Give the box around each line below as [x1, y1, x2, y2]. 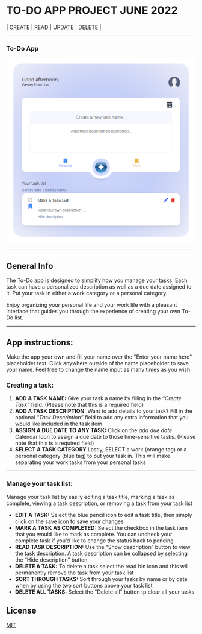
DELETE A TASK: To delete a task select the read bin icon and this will [14, 562, 189, 570]
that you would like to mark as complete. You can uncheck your [14, 530, 173, 538]
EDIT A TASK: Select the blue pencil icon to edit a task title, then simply [14, 511, 192, 518]
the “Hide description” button [14, 556, 88, 563]
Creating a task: [6, 381, 54, 389]
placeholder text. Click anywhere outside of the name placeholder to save [6, 359, 189, 366]
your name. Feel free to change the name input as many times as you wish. [6, 366, 192, 373]
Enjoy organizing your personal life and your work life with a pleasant [6, 301, 177, 309]
